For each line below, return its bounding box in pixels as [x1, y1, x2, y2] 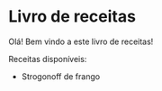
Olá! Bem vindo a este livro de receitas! [8, 36, 154, 47]
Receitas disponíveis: [8, 53, 87, 64]
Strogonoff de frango [21, 70, 101, 82]
